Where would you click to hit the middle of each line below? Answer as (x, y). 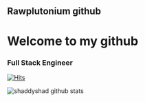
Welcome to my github (73, 41)
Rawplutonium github (54, 11)
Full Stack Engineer (40, 63)
